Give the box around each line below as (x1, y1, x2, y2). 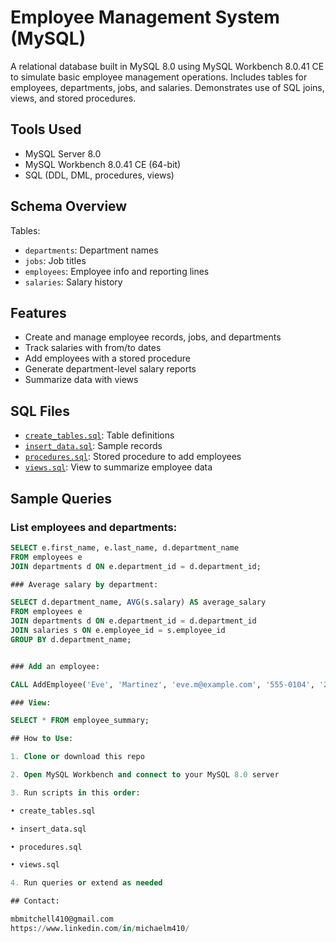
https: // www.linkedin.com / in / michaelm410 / (10, 923, 190, 933)
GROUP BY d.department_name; (10, 634, 132, 645)
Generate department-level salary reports (24, 363, 197, 375)
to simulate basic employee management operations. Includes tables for (10, 71, 308, 83)
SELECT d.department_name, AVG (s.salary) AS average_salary (10, 597, 267, 608)
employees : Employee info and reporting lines (24, 265, 210, 277)
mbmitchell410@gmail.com (10, 914, 114, 924)
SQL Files (10, 402, 70, 420)
